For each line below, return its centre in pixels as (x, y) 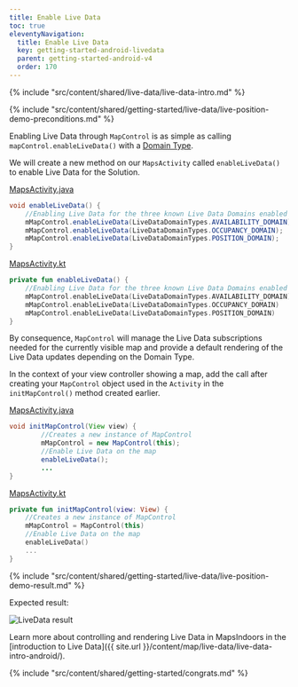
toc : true (27, 26)
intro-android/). (37, 655)
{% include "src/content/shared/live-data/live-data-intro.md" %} (127, 92)
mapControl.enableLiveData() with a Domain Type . (101, 145)
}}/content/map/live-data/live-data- (208, 646)
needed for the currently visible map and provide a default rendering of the (146, 348)
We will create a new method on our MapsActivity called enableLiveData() (145, 162)
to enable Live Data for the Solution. (74, 172)
